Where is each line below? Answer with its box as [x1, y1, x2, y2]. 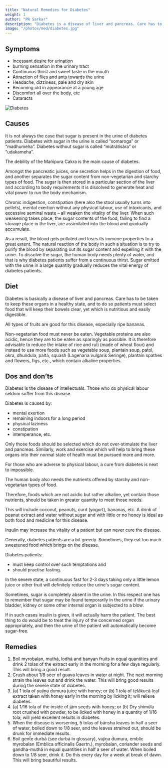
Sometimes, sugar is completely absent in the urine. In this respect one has [5, 591, 160, 597]
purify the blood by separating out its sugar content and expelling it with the [5, 246, 161, 252]
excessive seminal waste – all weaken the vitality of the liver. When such [5, 210, 154, 216]
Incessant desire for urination [12, 58, 73, 64]
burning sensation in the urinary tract [12, 63, 89, 69]
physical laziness [12, 421, 48, 427]
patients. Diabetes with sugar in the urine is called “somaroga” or [5, 138, 139, 144]
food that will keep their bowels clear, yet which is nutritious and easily [5, 306, 151, 312]
